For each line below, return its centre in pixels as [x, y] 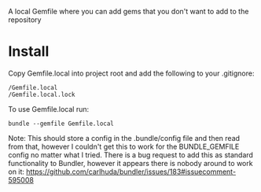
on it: [17, 172]
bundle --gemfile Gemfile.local [61, 124]
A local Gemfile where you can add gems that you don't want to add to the [129, 11]
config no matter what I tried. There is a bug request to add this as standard [131, 155]
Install [29, 52]
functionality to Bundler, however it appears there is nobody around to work [130, 163]
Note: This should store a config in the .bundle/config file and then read [124, 138]
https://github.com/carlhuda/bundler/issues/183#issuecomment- [131, 172]
